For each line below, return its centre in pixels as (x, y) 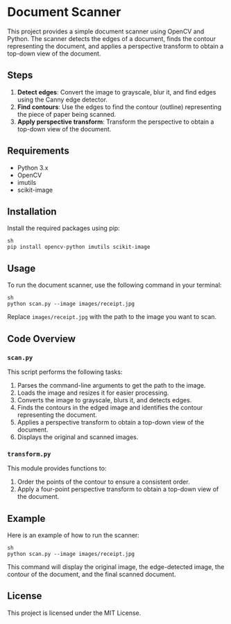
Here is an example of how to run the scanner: (74, 535)
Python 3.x (33, 167)
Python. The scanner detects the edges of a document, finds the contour (112, 38)
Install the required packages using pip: (63, 228)
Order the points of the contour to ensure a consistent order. (103, 482)
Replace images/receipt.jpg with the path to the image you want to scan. (112, 317)
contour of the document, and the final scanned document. (92, 574)
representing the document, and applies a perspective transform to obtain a (115, 46)
